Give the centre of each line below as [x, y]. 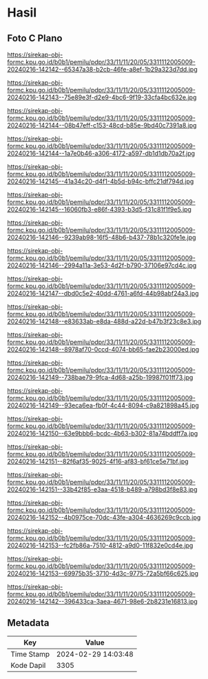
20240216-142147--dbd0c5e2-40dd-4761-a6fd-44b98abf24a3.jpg [103, 293]
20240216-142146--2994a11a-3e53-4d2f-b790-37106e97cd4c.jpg [102, 265]
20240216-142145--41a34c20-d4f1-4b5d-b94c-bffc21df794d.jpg [101, 181]
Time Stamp [30, 654]
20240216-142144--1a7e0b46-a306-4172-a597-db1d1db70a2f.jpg [101, 153]
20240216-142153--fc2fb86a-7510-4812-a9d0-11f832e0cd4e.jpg [100, 545]
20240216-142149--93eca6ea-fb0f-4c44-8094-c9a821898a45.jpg [103, 405]
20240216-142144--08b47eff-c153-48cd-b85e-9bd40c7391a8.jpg [102, 125]
